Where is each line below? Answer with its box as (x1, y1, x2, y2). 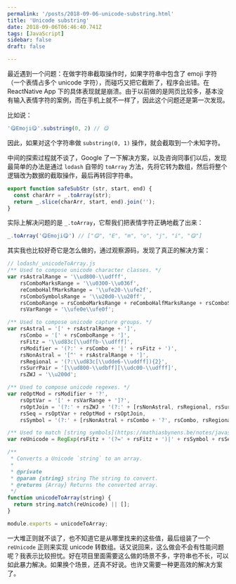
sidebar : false (7, 37, 52, 44)
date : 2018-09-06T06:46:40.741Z (7, 23, 102, 30)
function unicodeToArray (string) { (7, 495, 112, 502)
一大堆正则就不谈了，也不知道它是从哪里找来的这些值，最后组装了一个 (7, 533, 211, 542)
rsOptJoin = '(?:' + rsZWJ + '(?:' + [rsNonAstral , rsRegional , (20, 403, 212, 411)
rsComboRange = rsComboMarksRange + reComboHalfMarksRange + (20, 299, 202, 306)
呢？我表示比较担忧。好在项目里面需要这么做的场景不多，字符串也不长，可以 (7, 551, 229, 560)
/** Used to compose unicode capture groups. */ (7, 318, 152, 326)
